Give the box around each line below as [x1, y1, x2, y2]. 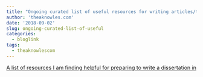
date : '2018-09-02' [6, 20, 56, 26]
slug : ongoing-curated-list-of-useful [6, 25, 104, 32]
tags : [6, 42, 20, 48]
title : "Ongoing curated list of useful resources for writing [6, 8, 169, 15]
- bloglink [11, 36, 39, 42]
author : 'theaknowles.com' [6, 14, 74, 20]
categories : [6, 31, 36, 37]
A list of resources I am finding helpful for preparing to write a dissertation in [6, 64, 196, 71]
